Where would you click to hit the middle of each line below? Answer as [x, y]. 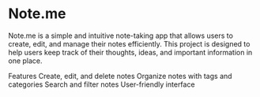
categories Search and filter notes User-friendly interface [102, 84]
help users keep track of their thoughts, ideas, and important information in [130, 52]
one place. [25, 61]
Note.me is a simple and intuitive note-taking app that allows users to [121, 35]
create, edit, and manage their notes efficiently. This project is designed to [129, 43]
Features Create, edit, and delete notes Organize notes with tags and [120, 76]
